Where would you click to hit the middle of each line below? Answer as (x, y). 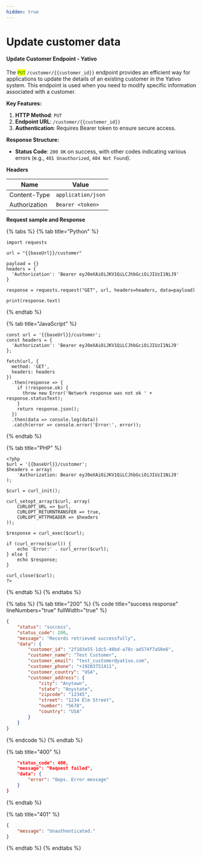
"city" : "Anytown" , (63, 683)
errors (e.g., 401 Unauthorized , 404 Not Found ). (73, 158)
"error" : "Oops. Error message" (69, 780)
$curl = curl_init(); (33, 491)
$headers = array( (29, 470)
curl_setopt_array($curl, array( (48, 501)
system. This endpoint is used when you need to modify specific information (101, 85)
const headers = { (29, 340)
